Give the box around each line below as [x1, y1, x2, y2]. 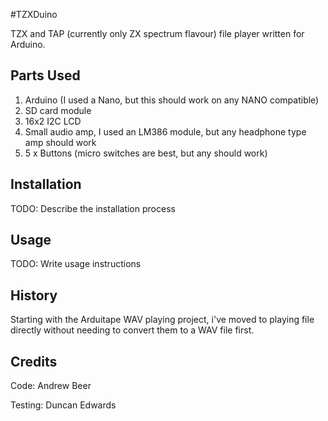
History [10, 287, 58, 304]
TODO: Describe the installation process [10, 202, 176, 214]
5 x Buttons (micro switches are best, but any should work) [24, 147, 268, 159]
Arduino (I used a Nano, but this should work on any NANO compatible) [24, 94, 320, 106]
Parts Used [10, 67, 81, 84]
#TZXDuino [10, 9, 58, 20]
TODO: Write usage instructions [10, 258, 142, 270]
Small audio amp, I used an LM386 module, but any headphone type [24, 125, 307, 138]
